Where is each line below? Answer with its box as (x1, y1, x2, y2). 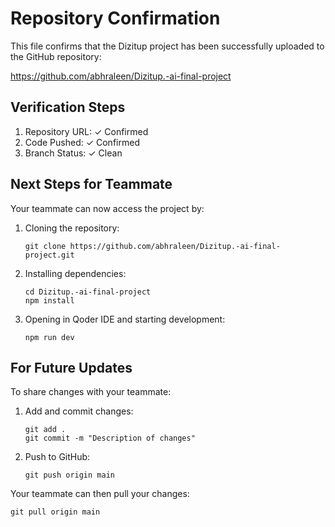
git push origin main (24, 470, 115, 481)
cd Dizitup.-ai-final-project (24, 287, 152, 297)
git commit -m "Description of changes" (24, 433, 196, 444)
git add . (24, 425, 67, 435)
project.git (24, 250, 75, 260)
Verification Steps (10, 99, 126, 116)
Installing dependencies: (24, 267, 127, 279)
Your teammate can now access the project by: (10, 202, 205, 214)
